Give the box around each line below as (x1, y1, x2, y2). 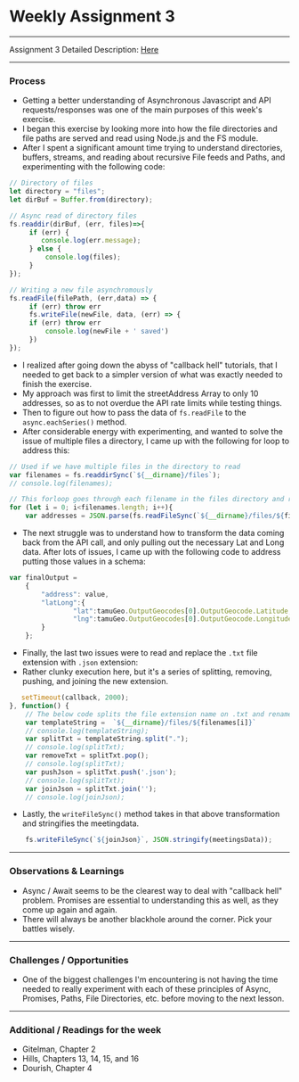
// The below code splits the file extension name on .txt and (25, 709, 265, 719)
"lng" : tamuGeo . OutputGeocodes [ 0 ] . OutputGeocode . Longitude (72, 615, 293, 624)
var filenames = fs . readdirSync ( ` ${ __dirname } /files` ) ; (9, 470, 221, 479)
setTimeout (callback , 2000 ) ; (20, 693, 129, 702)
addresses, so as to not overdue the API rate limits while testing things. (21, 397, 283, 408)
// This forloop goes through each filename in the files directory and (9, 495, 285, 504)
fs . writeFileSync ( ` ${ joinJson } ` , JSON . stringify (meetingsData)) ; (25, 836, 273, 845)
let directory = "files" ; (9, 187, 105, 196)
